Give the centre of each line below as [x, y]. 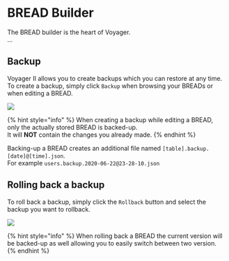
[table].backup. [186, 149]
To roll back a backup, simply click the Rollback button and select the [107, 202]
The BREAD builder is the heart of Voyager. [69, 32]
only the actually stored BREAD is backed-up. [72, 127]
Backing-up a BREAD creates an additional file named [84, 148]
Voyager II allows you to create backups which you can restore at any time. [115, 78]
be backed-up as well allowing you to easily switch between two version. [112, 243]
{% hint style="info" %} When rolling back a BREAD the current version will [115, 236]
